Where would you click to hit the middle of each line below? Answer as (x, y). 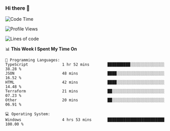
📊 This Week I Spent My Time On (41, 49)
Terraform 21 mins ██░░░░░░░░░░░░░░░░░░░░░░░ (85, 91)
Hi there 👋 (18, 8)
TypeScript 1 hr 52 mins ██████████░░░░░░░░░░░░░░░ (85, 65)
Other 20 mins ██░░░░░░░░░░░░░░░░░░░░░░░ (85, 100)
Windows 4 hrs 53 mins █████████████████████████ (85, 120)
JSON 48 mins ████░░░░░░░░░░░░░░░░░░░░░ (85, 74)
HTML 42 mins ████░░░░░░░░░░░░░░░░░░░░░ (85, 83)
